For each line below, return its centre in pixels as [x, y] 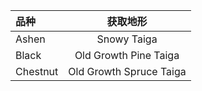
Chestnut [37, 71]
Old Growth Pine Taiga [127, 55]
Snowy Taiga [127, 39]
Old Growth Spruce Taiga [127, 71]
